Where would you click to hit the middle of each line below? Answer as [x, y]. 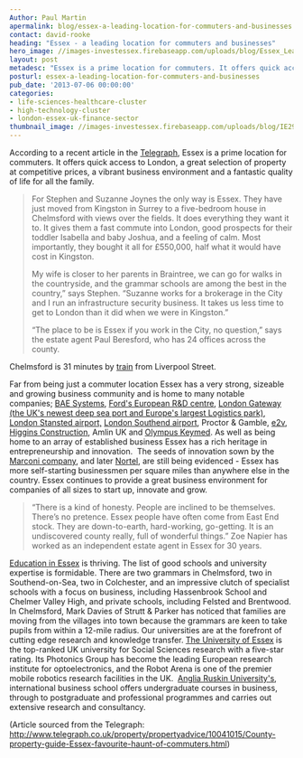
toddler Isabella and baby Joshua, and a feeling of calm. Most [146, 237]
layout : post [34, 60]
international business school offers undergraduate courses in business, [143, 688]
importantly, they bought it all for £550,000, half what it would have [156, 247]
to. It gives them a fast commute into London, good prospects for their [162, 228]
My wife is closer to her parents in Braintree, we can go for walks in [156, 274]
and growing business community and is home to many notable [127, 393]
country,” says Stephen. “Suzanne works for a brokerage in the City [157, 293]
